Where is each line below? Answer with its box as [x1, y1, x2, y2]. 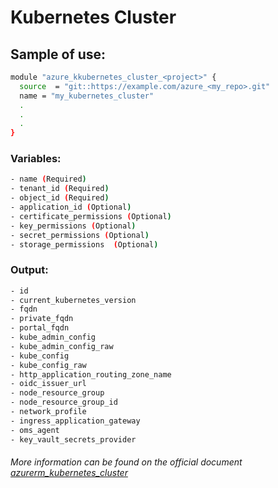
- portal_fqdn [10, 323, 70, 333]
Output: [10, 263, 49, 277]
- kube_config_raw [10, 360, 87, 370]
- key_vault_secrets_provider [10, 434, 137, 445]
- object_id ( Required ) [10, 193, 110, 203]
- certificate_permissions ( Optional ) [10, 211, 172, 221]
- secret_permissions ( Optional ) [10, 230, 150, 240]
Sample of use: [10, 46, 107, 63]
